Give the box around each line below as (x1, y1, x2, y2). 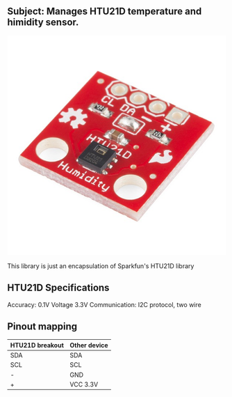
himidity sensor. (7, 17, 79, 29)
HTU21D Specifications (7, 282, 110, 294)
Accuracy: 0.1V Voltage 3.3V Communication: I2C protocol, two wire (7, 300, 201, 309)
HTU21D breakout (10, 341, 65, 349)
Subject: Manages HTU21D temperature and (7, 6, 202, 17)
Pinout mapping (7, 320, 78, 333)
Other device (69, 341, 109, 349)
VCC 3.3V (69, 380, 99, 389)
